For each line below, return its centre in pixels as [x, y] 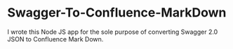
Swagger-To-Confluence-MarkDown [117, 13]
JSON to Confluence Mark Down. [55, 39]
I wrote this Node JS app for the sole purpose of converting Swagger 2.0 [113, 32]
